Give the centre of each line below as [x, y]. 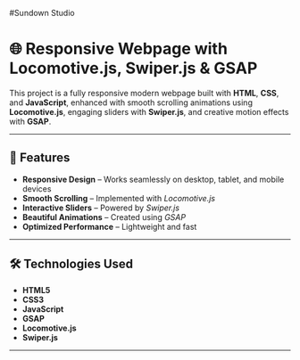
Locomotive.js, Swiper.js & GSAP [133, 68]
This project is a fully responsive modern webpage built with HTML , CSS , [144, 93]
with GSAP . [30, 121]
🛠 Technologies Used [71, 264]
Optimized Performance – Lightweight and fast [109, 226]
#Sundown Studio [42, 13]
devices [37, 188]
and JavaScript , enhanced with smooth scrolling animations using [131, 102]
